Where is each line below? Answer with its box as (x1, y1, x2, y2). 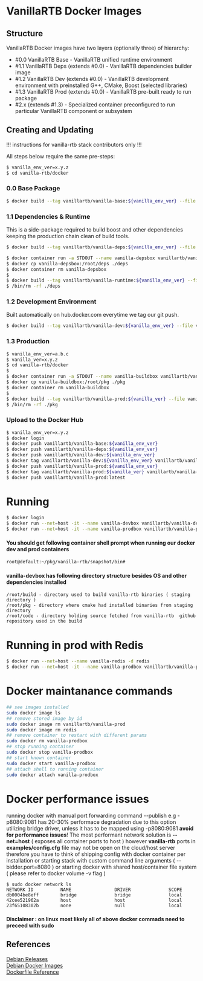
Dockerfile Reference (6, 968, 59, 976)
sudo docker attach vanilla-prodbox (6, 772, 98, 778)
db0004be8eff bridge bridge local (6, 892, 182, 898)
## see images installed (6, 704, 69, 711)
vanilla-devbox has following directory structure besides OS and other (6, 572, 187, 579)
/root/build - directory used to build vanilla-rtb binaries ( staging (6, 592, 190, 598)
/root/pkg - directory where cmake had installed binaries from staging (6, 603, 193, 609)
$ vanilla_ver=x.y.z (6, 357, 59, 363)
